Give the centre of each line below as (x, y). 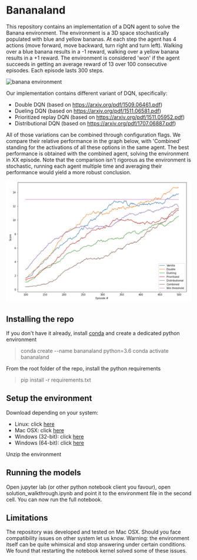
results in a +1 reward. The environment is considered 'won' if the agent (93, 58)
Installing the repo (40, 319)
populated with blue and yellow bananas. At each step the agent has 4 (91, 39)
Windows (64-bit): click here (49, 443)
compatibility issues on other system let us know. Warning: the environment (98, 538)
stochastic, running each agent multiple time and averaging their (84, 166)
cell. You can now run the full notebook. (54, 499)
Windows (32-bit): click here (49, 436)
